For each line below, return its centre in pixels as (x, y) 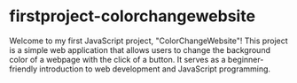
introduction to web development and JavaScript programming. (155, 69)
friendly (23, 69)
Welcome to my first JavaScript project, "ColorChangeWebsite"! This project (148, 41)
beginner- (246, 59)
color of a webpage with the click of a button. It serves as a (117, 59)
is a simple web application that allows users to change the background (140, 49)
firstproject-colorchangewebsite (132, 16)
